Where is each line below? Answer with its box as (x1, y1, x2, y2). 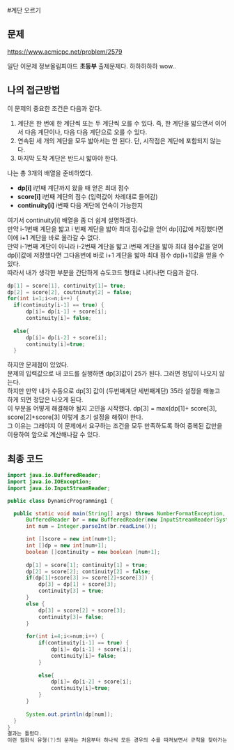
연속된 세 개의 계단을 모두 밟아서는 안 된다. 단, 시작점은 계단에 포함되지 (17, 136, 209, 145)
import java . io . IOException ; (7, 478, 92, 485)
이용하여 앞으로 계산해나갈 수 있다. (7, 430, 100, 439)
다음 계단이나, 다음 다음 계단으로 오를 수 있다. (24, 128, 148, 136)
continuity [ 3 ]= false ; (38, 613, 104, 620)
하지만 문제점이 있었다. (7, 360, 69, 369)
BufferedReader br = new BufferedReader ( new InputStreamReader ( (25, 516, 217, 524)
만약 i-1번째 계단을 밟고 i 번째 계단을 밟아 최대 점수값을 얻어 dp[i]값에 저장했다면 (7, 224, 224, 233)
